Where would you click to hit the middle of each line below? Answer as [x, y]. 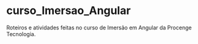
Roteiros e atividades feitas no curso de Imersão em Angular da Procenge [99, 28]
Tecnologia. [21, 34]
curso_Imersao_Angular [69, 11]
